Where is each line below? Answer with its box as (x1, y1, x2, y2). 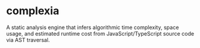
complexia (6, 4, 59, 18)
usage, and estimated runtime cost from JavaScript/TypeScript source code (6, 30, 195, 37)
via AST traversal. (6, 36, 50, 43)
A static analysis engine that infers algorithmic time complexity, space (6, 24, 179, 31)
